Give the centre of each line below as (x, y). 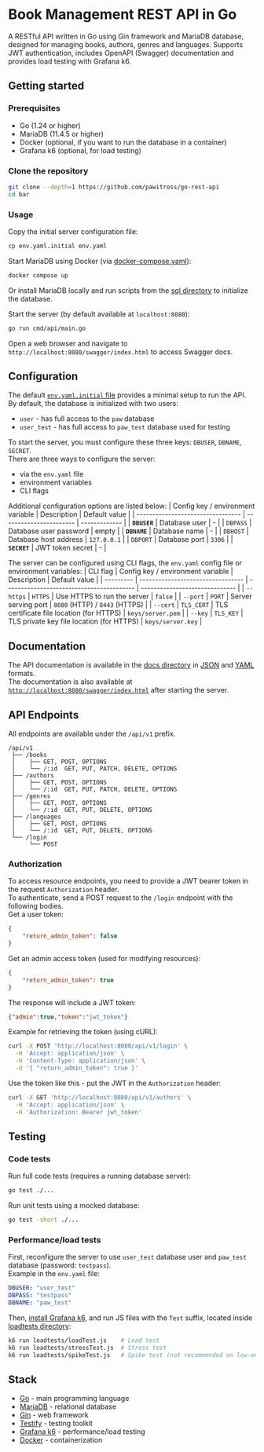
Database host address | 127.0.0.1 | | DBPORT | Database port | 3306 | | (121, 539)
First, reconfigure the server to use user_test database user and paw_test (128, 1257)
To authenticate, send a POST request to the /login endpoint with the (121, 898)
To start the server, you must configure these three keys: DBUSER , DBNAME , (125, 442)
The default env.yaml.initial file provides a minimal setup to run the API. (127, 395)
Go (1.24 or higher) (50, 125)
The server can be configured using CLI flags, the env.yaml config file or (125, 563)
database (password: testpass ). (60, 1265)
